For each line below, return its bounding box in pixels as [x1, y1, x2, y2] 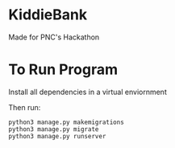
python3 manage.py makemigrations [8, 118, 125, 126]
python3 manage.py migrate [8, 125, 99, 134]
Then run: [8, 102, 41, 112]
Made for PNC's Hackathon [8, 32, 100, 42]
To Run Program [8, 60, 119, 79]
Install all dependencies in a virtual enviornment [8, 87, 167, 97]
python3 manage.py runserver [8, 132, 106, 140]
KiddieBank [8, 6, 87, 24]
